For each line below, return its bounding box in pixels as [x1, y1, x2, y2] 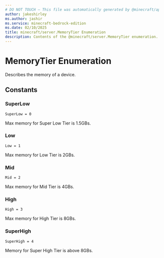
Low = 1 [5, 143, 21, 148]
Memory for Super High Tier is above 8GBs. [5, 247, 93, 253]
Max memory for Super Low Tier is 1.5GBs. [5, 120, 91, 126]
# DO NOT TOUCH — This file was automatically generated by [5, 7, 130, 12]
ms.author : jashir [5, 16, 42, 21]
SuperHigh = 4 [5, 239, 34, 244]
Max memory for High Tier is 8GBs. [5, 215, 76, 221]
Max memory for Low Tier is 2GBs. [5, 152, 75, 158]
